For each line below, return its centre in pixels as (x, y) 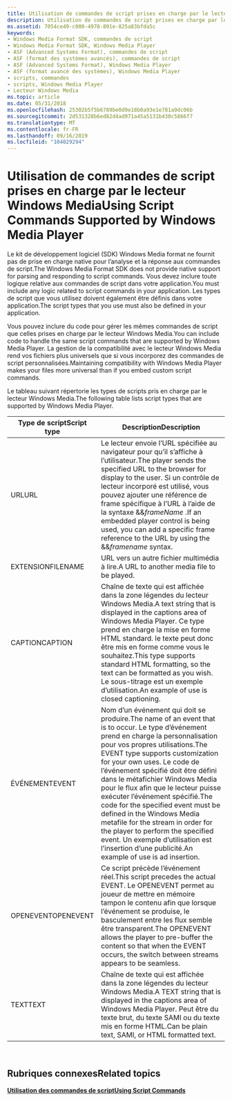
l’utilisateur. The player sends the (154, 460)
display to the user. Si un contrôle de (160, 478)
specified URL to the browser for (154, 469)
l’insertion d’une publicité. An (147, 849)
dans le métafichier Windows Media (159, 780)
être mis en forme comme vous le (155, 647)
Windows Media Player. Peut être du (160, 1009)
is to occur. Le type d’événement (154, 728)
